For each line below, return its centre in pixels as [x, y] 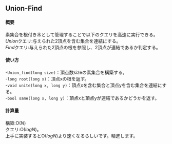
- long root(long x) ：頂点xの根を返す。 [47, 78]
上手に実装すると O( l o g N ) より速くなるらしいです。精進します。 [72, 136]
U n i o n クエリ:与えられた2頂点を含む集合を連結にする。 [63, 41]
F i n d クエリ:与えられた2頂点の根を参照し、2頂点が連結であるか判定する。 [83, 47]
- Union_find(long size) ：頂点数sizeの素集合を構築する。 [66, 72]
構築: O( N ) [16, 123]
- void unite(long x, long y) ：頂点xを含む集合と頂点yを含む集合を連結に [84, 85]
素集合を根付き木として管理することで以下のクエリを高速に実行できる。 [82, 34]
